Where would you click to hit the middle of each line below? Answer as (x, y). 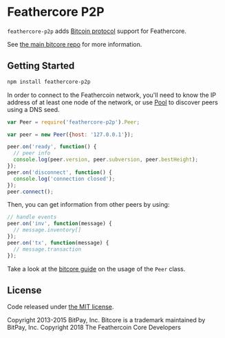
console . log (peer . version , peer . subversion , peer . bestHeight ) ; (106, 160)
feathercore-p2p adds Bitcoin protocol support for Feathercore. (97, 31)
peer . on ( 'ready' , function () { (52, 147)
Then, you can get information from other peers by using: (88, 205)
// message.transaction (47, 249)
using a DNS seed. (33, 109)
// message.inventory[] (47, 230)
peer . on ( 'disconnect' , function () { (60, 172)
